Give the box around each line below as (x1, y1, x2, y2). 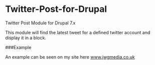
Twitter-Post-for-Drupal (5, 3, 107, 15)
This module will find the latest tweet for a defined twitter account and (5, 29, 150, 35)
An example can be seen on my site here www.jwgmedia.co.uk (5, 54, 135, 60)
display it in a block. (5, 35, 47, 41)
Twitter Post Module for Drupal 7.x (5, 20, 76, 26)
